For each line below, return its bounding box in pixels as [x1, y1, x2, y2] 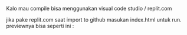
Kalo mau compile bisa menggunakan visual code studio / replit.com [6, 5, 172, 12]
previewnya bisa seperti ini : [6, 23, 74, 29]
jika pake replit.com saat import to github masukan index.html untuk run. [6, 16, 182, 23]
